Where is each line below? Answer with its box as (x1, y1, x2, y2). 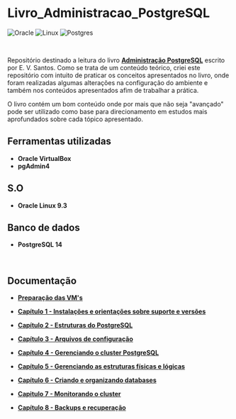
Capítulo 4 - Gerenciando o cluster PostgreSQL (17, 349, 159, 357)
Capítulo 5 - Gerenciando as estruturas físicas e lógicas (17, 362, 186, 371)
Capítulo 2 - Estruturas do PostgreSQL (17, 321, 133, 330)
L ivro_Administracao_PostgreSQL (7, 5, 210, 21)
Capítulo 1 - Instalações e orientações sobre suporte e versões (17, 307, 206, 316)
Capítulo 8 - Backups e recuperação (17, 403, 126, 412)
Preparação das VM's (17, 294, 83, 302)
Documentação (7, 274, 77, 286)
